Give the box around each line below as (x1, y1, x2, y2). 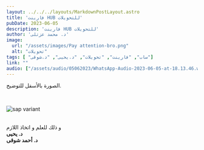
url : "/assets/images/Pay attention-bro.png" (12, 43, 129, 49)
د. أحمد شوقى (6, 137, 38, 144)
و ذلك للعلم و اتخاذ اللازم (6, 124, 62, 131)
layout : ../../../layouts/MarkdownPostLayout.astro (6, 9, 140, 15)
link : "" (6, 60, 29, 66)
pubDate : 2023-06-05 (6, 20, 59, 26)
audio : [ (6, 65, 29, 72)
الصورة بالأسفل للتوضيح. (6, 82, 62, 89)
